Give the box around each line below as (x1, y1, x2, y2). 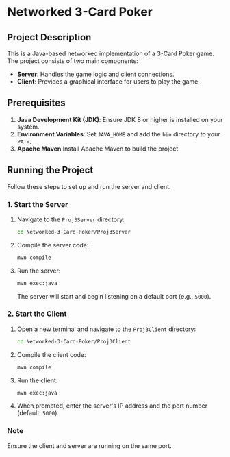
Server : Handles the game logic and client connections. (16, 70, 175, 78)
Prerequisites (7, 97, 66, 109)
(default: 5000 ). (16, 409, 60, 417)
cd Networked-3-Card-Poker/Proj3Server (16, 228, 131, 235)
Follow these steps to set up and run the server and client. (7, 182, 171, 190)
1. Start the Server (7, 199, 68, 209)
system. (16, 123, 40, 131)
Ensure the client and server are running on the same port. (7, 441, 172, 449)
